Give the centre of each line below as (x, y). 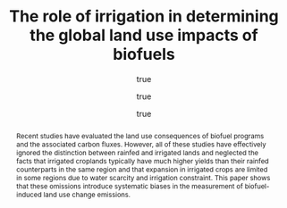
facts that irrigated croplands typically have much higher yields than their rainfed (142, 161)
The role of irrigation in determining (144, 17)
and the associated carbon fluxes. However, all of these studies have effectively (141, 144)
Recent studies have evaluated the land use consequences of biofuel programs (140, 136)
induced (29, 194)
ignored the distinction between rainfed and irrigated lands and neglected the (137, 152)
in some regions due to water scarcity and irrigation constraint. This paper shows (143, 177)
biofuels (144, 54)
